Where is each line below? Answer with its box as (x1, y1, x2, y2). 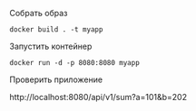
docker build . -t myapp (9, 25, 103, 34)
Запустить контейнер (9, 41, 93, 51)
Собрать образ (9, 8, 68, 18)
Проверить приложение (9, 74, 103, 85)
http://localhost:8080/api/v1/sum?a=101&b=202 (9, 92, 188, 102)
